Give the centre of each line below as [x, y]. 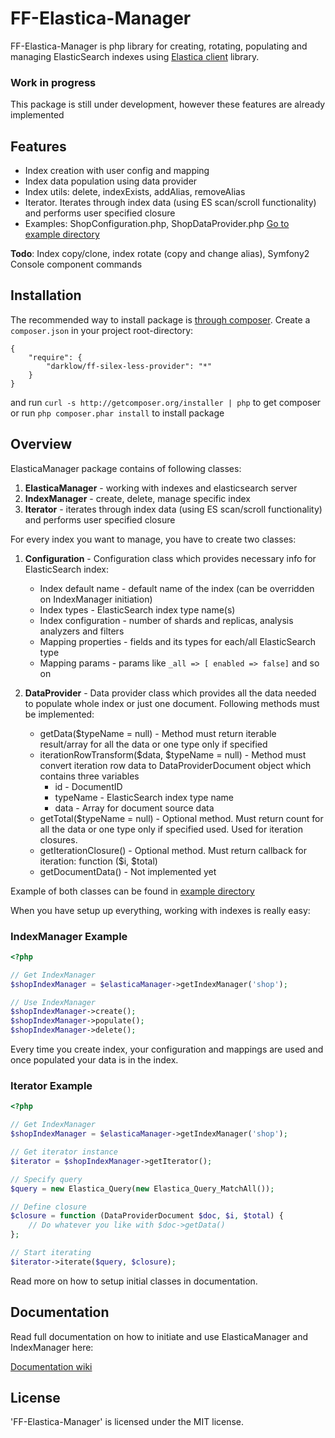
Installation [46, 295]
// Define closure [48, 1207]
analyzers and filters [82, 631]
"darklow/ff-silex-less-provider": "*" [129, 366]
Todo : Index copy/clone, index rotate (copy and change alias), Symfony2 [160, 254]
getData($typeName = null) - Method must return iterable [158, 733]
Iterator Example [51, 1086]
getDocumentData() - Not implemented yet [128, 871]
